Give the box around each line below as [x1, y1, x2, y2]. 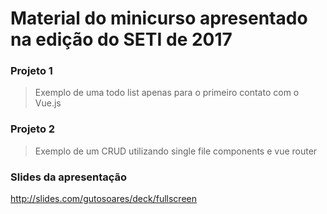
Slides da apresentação [10, 170, 128, 184]
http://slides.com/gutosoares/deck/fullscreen [10, 193, 198, 205]
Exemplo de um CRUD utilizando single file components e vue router [34, 145, 318, 157]
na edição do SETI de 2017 [10, 28, 233, 51]
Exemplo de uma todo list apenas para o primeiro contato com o [34, 87, 300, 99]
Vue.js [34, 97, 62, 109]
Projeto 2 [10, 122, 56, 136]
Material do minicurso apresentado [10, 7, 308, 30]
